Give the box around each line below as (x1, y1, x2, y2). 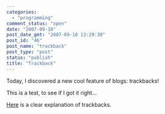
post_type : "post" (6, 49, 53, 55)
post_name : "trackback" (6, 44, 67, 50)
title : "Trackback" (6, 60, 56, 66)
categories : (6, 9, 37, 15)
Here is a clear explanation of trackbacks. (6, 101, 112, 108)
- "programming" (12, 15, 53, 21)
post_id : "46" (6, 37, 43, 44)
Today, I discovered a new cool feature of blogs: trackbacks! (6, 77, 159, 85)
